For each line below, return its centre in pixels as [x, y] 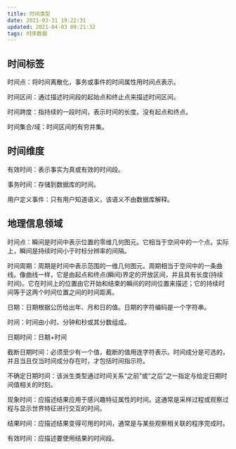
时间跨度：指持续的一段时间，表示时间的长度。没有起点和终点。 [99, 112]
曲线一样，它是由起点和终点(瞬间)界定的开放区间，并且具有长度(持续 [124, 274]
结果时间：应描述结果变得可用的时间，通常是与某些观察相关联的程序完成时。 [118, 423]
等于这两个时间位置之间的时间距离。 [65, 292]
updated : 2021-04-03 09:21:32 [52, 27]
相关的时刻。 [38, 384]
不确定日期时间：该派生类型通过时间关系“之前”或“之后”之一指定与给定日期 [114, 375]
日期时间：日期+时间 [37, 337]
